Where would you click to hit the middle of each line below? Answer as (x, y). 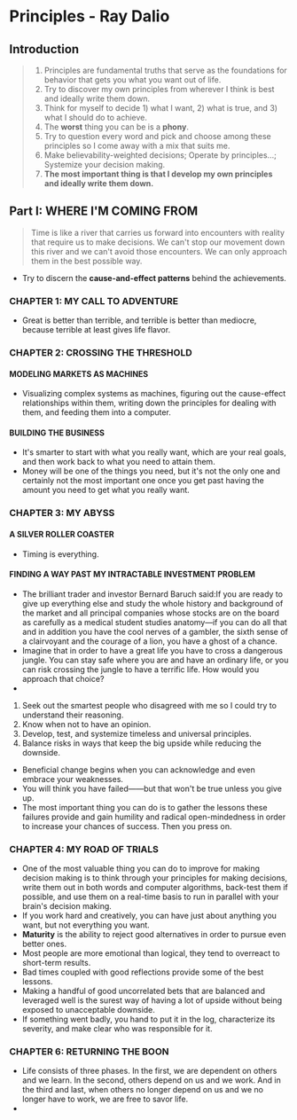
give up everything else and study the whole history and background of (152, 603)
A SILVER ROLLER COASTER (62, 534)
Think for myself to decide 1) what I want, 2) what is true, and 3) (160, 108)
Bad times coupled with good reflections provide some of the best (143, 972)
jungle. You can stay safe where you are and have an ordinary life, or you (155, 660)
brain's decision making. (67, 906)
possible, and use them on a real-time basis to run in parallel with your (150, 897)
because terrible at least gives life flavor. (96, 330)
